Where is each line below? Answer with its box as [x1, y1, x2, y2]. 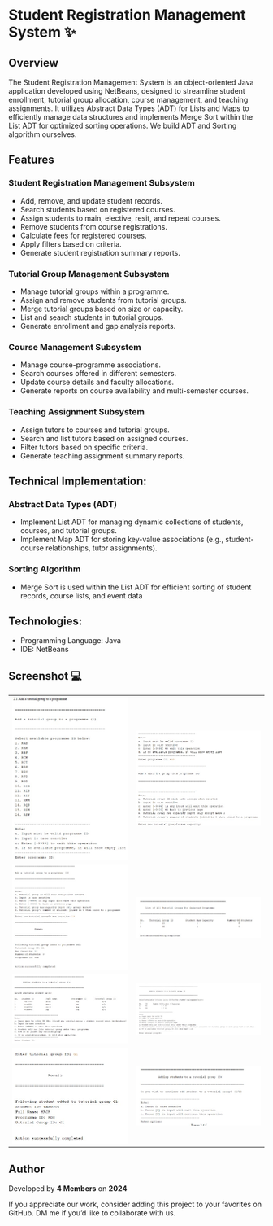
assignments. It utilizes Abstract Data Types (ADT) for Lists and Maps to [8, 103, 249, 113]
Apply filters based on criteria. [19, 239, 122, 249]
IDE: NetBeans [19, 645, 69, 655]
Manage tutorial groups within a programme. [19, 287, 170, 296]
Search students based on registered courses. [19, 204, 176, 214]
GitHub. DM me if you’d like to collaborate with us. [8, 1208, 176, 1218]
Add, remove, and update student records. [19, 195, 162, 205]
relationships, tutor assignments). [45, 543, 158, 553]
